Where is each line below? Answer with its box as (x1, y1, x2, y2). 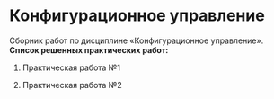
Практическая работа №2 (22, 79, 123, 90)
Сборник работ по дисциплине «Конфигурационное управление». (9, 35, 264, 46)
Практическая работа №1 (22, 62, 121, 73)
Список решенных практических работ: (9, 44, 169, 55)
